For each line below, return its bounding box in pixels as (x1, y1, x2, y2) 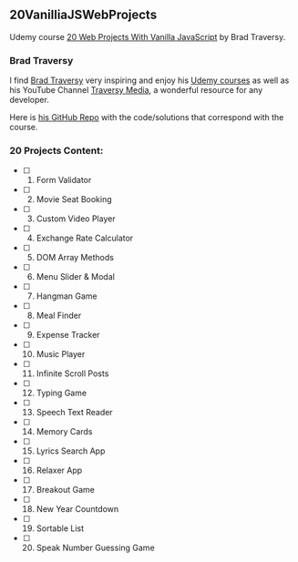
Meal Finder (36, 310, 82, 322)
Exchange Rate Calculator (36, 232, 134, 244)
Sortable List (36, 523, 85, 534)
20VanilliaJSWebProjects (9, 7, 158, 23)
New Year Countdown (36, 504, 119, 515)
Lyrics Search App (36, 445, 106, 456)
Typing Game (36, 387, 87, 399)
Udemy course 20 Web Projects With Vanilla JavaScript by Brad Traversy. (9, 31, 286, 42)
